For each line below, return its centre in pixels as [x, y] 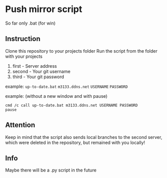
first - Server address [35, 66]
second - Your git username [41, 71]
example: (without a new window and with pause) [56, 96]
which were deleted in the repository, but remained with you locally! [75, 142]
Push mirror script [44, 9]
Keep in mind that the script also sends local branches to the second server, [84, 137]
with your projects [24, 56]
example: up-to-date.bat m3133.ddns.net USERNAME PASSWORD [66, 86]
